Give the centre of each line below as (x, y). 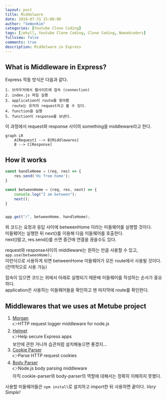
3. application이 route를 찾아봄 (37, 101)
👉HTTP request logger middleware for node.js (61, 324)
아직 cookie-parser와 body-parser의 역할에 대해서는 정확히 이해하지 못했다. (87, 376)
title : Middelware (24, 14)
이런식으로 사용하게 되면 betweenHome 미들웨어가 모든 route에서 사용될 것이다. (83, 261)
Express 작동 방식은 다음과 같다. (37, 80)
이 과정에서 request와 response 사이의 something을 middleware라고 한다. (79, 126)
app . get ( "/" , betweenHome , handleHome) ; (48, 217)
